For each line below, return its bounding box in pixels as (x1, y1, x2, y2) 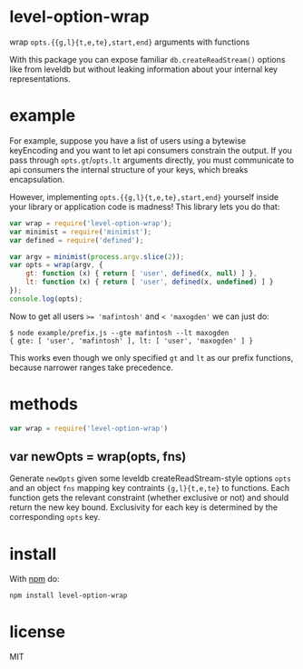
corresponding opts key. (9, 512, 101, 523)
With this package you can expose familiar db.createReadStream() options (9, 54, 286, 65)
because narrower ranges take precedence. (9, 362, 174, 373)
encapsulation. (9, 174, 65, 185)
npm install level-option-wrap (9, 591, 128, 601)
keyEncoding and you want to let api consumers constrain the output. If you (9, 145, 293, 155)
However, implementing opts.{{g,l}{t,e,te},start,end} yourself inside (9, 191, 279, 202)
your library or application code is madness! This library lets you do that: (9, 201, 280, 212)
